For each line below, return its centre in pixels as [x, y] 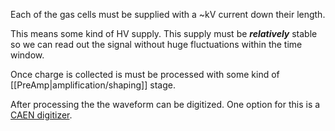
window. [27, 55]
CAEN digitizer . [41, 115]
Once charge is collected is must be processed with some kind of [145, 74]
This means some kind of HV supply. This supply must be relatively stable [164, 33]
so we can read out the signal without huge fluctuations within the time [156, 44]
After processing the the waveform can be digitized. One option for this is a [165, 104]
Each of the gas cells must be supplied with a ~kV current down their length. [168, 14]
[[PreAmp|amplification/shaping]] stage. [93, 85]
